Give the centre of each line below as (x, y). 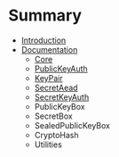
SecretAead (56, 87)
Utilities (48, 145)
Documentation (49, 49)
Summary (45, 16)
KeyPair (48, 78)
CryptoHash (56, 135)
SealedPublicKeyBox (72, 125)
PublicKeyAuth (61, 69)
